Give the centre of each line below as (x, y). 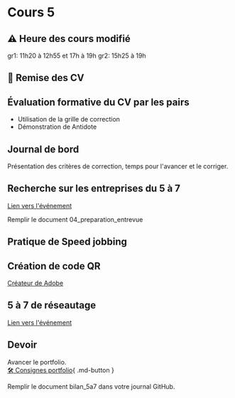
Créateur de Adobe (35, 283)
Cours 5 (31, 12)
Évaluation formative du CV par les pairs (98, 102)
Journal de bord (43, 149)
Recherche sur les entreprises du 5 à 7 (94, 189)
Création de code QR (54, 266)
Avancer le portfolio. (37, 362)
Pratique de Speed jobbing (67, 242)
